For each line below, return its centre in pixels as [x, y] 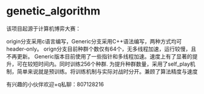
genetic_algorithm [53, 11]
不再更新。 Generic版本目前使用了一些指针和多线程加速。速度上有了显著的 [99, 56]
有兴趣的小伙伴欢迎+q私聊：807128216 [55, 84]
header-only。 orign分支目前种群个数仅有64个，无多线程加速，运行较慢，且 [101, 49]
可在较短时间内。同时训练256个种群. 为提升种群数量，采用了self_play [103, 64]
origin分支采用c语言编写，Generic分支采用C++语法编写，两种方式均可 [94, 41]
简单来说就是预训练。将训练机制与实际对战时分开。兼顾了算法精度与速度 [107, 71]
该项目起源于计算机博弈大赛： [43, 28]
